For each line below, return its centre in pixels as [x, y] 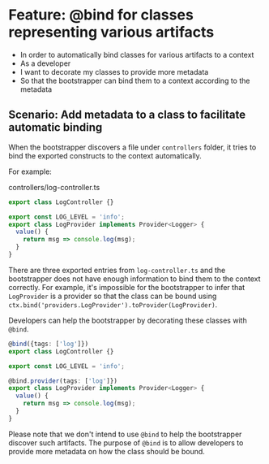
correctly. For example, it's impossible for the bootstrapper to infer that [127, 287]
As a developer [45, 63]
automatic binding [56, 128]
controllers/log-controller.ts [54, 187]
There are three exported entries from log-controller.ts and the [117, 270]
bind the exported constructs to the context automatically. [105, 155]
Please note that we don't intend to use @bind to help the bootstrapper [125, 434]
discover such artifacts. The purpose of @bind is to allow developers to [126, 442]
